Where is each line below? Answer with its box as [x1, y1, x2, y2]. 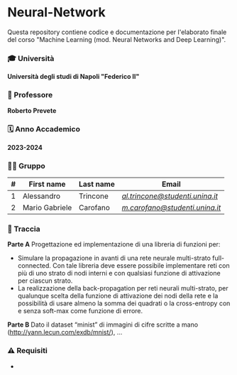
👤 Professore [7, 90, 53, 100]
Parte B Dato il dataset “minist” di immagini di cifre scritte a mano [7, 320, 199, 329]
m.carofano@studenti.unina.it [121, 203, 221, 213]
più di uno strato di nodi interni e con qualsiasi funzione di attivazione [17, 269, 221, 278]
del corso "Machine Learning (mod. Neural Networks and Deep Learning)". [7, 35, 226, 43]
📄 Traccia [7, 224, 40, 234]
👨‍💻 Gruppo [7, 161, 46, 170]
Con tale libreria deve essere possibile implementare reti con [53, 261, 230, 270]
